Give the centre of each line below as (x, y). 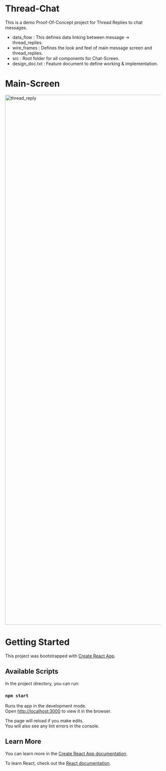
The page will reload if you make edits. (44, 720)
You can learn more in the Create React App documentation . (66, 753)
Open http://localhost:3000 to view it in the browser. (58, 711)
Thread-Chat (32, 9)
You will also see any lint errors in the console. (52, 726)
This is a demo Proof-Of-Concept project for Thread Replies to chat (74, 22)
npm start (17, 696)
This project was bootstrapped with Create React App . (61, 656)
